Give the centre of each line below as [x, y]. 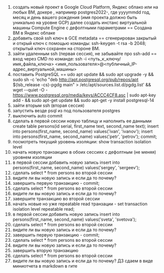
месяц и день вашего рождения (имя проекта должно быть [75, 17]
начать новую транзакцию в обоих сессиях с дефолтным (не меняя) [84, 152]
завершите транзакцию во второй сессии [56, 199]
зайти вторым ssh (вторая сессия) [49, 105]
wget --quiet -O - [30, 90]
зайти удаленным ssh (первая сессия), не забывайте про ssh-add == [85, 54]
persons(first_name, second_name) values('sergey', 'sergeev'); [76, 167]
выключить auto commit [37, 116]
